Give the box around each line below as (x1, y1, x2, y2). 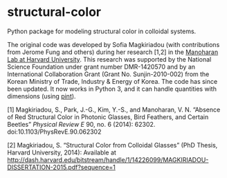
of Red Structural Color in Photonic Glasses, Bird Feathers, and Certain (7, 112, 209, 121)
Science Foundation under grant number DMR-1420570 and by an (7, 62, 196, 71)
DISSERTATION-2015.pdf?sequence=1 (7, 163, 116, 171)
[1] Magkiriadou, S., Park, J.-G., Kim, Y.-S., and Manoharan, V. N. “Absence (7, 105, 221, 114)
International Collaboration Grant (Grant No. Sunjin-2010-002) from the (7, 70, 210, 78)
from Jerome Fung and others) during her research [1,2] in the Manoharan (7, 48, 219, 56)
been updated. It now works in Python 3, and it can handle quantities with (7, 84, 217, 93)
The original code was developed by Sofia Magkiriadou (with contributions (7, 40, 220, 48)
